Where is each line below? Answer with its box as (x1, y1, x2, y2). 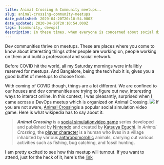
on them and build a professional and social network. (5, 54, 112, 59)
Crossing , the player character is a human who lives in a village (17, 129, 144, 135)
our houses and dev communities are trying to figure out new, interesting (5, 88, 151, 94)
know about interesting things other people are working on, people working (5, 48, 157, 54)
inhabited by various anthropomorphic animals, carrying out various (17, 135, 154, 140)
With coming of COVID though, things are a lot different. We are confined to (5, 83, 157, 88)
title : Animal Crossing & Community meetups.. (5, 7, 102, 12)
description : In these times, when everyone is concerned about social (5, 30, 154, 35)
